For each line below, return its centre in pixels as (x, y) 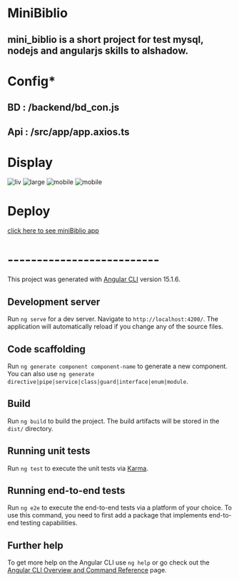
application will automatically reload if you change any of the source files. (115, 327)
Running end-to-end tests (66, 491)
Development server (54, 302)
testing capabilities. (49, 523)
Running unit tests (49, 451)
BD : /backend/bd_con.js (63, 107)
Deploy (29, 211)
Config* (31, 81)
